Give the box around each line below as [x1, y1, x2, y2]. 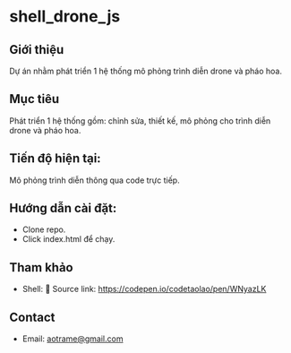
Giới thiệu [9, 42, 64, 57]
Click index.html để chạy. [21, 234, 116, 245]
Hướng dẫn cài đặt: [9, 201, 117, 216]
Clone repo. [21, 224, 66, 235]
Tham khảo [9, 260, 73, 275]
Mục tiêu [9, 91, 60, 107]
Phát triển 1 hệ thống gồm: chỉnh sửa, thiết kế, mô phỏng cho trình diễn [9, 115, 271, 126]
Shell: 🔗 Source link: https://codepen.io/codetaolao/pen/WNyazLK [21, 284, 267, 295]
